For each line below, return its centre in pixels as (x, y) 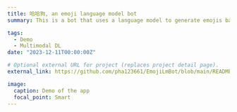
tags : (15, 33)
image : (17, 84)
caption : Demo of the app (52, 91)
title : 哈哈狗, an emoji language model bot (72, 14)
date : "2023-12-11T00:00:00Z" (52, 52)
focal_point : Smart (42, 97)
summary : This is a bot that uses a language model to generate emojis (115, 20)
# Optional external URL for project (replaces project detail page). (113, 65)
